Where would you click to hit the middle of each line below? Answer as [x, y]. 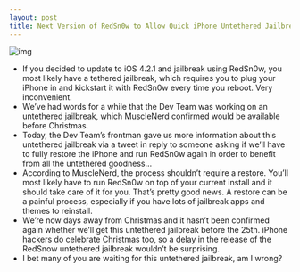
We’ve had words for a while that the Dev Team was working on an [145, 106]
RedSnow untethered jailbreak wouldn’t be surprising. [121, 248]
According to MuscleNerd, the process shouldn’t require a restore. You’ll [155, 173]
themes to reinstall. [57, 210]
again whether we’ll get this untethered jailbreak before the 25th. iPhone [155, 229]
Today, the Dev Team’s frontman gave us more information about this [149, 135]
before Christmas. [55, 125]
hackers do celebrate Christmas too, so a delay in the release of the [147, 239]
